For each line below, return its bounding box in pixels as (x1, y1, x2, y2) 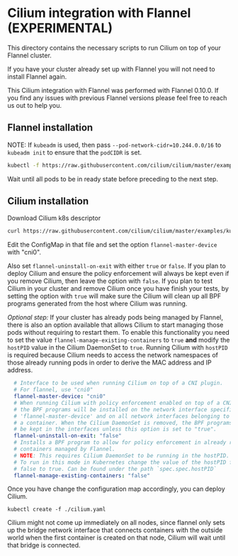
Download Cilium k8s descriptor (7, 214, 101, 223)
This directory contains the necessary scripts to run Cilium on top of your (7, 43, 221, 52)
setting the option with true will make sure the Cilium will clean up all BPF (7, 292, 222, 301)
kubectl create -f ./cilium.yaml (7, 506, 106, 513)
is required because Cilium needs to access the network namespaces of (7, 351, 218, 360)
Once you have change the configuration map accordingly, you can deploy (7, 484, 225, 494)
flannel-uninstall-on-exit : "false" (13, 433, 122, 440)
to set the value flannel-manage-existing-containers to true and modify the (7, 335, 230, 345)
